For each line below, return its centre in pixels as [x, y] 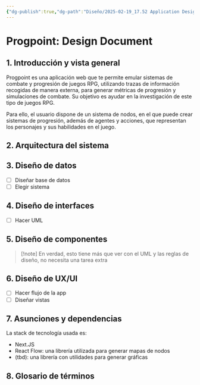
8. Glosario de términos [51, 376]
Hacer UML [29, 220]
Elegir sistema [32, 187]
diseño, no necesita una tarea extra [64, 260]
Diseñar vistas [32, 300]
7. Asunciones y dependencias [64, 319]
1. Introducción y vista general [63, 63]
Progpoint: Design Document [79, 41]
